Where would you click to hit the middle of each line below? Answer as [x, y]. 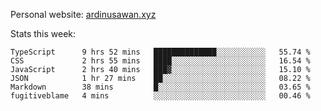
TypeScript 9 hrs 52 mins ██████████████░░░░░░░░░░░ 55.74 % [160, 52]
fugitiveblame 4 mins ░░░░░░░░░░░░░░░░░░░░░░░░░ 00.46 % [160, 96]
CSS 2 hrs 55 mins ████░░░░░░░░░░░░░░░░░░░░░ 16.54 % [160, 61]
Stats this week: [43, 33]
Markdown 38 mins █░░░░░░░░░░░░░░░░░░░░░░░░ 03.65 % [160, 87]
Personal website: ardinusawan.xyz [83, 14]
